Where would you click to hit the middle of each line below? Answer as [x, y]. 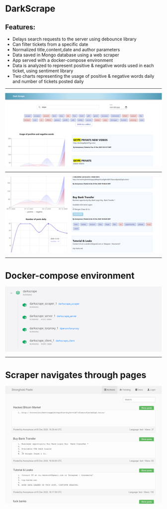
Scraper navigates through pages [76, 375]
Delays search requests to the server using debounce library [74, 39]
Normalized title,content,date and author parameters [66, 50]
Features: [20, 27]
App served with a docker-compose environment [63, 60]
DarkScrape [30, 9]
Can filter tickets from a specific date [50, 44]
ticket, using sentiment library [43, 71]
